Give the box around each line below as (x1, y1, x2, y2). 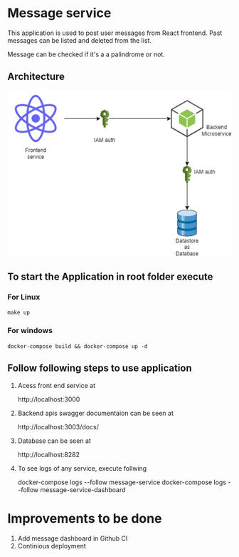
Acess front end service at (17, 381, 96, 389)
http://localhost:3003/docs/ (17, 422, 100, 431)
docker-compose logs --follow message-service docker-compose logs (17, 478, 226, 486)
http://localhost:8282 (17, 450, 80, 459)
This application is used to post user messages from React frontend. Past (7, 29, 223, 37)
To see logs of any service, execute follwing (17, 464, 147, 472)
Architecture (7, 71, 65, 83)
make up (7, 309, 31, 317)
